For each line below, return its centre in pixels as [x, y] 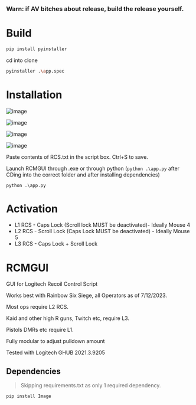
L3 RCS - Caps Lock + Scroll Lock [56, 244]
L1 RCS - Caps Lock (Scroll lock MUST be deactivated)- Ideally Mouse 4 [102, 225]
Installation [34, 95]
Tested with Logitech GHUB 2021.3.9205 [55, 352]
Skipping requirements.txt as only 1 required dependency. [91, 386]
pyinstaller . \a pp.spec [35, 71]
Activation [32, 209]
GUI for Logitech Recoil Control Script [52, 284]
